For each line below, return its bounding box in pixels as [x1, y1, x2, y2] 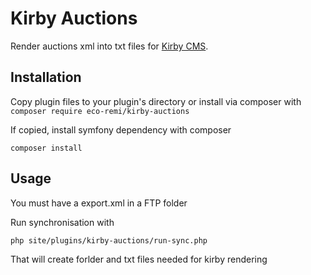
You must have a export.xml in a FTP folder [10, 197, 188, 209]
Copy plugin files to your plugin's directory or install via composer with [10, 95, 302, 107]
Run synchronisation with [10, 216, 115, 228]
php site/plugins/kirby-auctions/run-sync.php [10, 235, 208, 246]
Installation [10, 69, 82, 86]
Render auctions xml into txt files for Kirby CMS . [10, 40, 209, 52]
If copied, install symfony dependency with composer [10, 123, 232, 136]
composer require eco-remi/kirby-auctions [10, 106, 190, 116]
